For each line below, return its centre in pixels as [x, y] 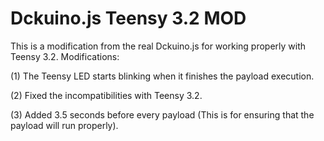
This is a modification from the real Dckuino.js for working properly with [158, 46]
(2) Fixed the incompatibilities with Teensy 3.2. [106, 95]
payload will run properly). [64, 125]
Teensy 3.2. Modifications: [65, 56]
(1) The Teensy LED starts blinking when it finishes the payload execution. [162, 76]
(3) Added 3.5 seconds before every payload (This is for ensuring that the [162, 114]
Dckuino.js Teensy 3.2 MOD [128, 18]
